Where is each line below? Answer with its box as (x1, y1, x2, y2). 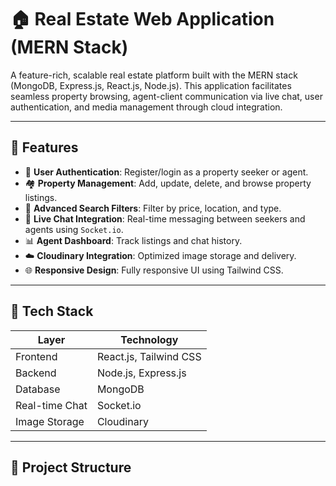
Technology (120, 332, 179, 346)
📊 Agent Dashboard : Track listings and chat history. (24, 234, 243, 246)
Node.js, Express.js (96, 366, 187, 380)
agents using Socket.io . (24, 223, 124, 235)
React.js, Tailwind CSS (96, 349, 202, 363)
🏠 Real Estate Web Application (10, 8, 275, 31)
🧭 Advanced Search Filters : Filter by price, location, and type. (24, 202, 282, 214)
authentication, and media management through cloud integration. (10, 101, 283, 113)
